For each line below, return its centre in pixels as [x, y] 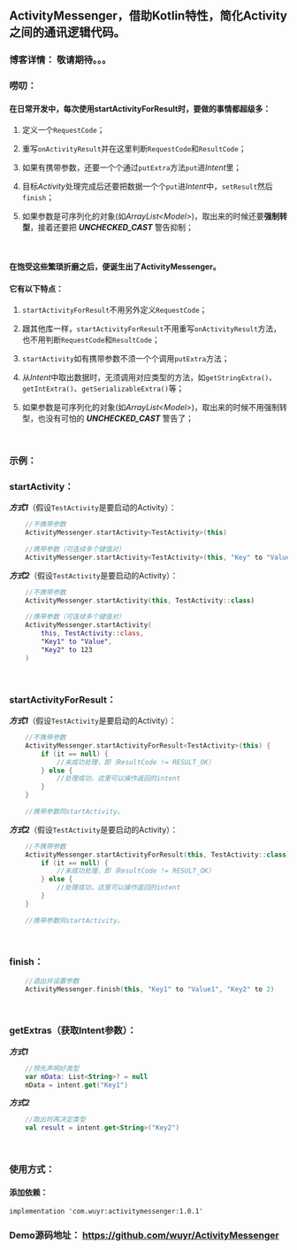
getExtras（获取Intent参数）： [73, 1030]
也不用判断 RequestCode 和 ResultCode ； [91, 340]
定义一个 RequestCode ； [63, 130]
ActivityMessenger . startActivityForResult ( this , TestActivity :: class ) [158, 854]
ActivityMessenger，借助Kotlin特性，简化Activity [148, 16]
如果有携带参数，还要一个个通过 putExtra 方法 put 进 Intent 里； [131, 167]
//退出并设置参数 [52, 981]
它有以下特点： [36, 288]
